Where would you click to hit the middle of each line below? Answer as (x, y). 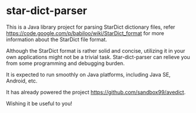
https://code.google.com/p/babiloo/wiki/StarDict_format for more (85, 33)
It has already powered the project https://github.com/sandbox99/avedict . (96, 92)
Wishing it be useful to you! (39, 103)
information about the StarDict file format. (57, 39)
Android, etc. (22, 81)
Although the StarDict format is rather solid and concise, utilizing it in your (96, 50)
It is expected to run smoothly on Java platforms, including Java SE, (88, 74)
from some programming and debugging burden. (65, 63)
